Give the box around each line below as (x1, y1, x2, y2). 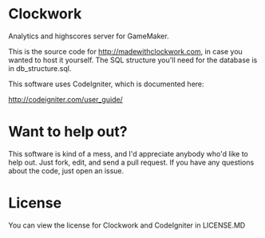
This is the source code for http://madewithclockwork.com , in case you (8, 46, 243, 56)
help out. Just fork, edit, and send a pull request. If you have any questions (8, 157, 255, 167)
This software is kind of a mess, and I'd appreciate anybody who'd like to (8, 149, 249, 158)
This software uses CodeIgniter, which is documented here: (8, 79, 205, 89)
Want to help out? (8, 123, 128, 141)
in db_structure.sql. (8, 63, 72, 73)
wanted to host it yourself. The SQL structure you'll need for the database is (8, 55, 258, 65)
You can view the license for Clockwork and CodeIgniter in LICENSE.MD (8, 220, 246, 230)
